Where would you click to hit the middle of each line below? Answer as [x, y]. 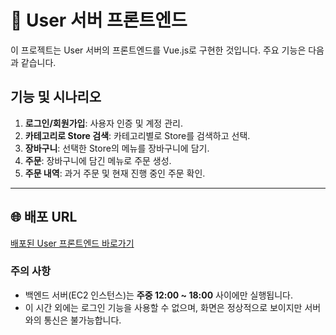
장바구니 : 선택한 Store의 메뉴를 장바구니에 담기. [117, 148]
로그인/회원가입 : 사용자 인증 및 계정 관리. [103, 123]
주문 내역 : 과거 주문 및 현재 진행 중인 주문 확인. [115, 173]
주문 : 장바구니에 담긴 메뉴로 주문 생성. [98, 160]
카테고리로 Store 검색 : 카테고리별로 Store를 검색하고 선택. [137, 135]
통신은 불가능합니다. [82, 320]
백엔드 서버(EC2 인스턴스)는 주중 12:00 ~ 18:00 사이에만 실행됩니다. [158, 295]
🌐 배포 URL [44, 217]
